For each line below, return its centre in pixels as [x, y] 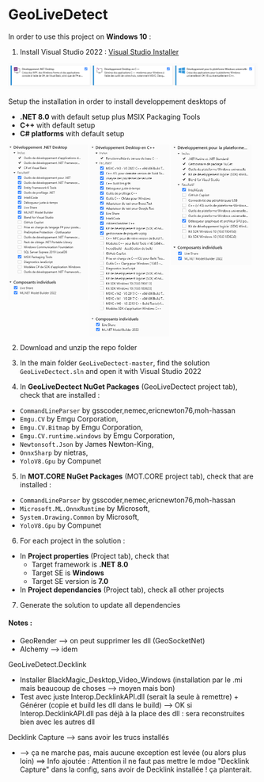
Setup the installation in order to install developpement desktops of [117, 101]
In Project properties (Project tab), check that [94, 555]
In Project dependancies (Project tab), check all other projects [122, 589]
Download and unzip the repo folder [78, 347]
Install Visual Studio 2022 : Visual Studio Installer [99, 51]
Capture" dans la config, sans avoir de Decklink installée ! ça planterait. [136, 769]
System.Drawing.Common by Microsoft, [79, 517]
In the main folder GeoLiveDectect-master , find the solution [115, 363]
